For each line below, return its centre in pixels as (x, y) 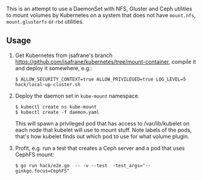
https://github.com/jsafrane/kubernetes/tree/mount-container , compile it (106, 62)
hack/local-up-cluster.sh (47, 84)
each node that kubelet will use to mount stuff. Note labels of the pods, (103, 130)
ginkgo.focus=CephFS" (42, 171)
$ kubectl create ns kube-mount (56, 107)
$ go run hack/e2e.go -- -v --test (61, 165)
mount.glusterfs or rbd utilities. (45, 22)
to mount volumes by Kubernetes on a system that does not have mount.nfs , (101, 15)
